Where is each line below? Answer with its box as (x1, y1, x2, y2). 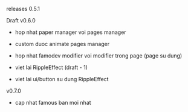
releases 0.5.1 (6, 5, 41, 12)
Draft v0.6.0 (6, 17, 36, 24)
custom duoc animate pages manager (15, 41, 110, 47)
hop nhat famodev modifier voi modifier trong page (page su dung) (15, 52, 183, 59)
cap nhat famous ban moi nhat (15, 99, 92, 106)
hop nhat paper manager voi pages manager (15, 28, 126, 36)
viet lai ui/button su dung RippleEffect (15, 76, 109, 82)
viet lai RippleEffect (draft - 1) (15, 64, 88, 71)
